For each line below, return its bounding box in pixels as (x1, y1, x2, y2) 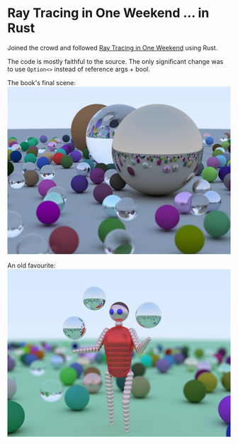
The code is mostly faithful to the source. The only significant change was (7, 57, 224, 65)
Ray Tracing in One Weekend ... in (7, 5, 210, 21)
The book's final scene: (7, 78, 76, 87)
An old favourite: (7, 261, 56, 270)
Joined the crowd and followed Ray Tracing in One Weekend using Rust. (7, 43, 218, 52)
